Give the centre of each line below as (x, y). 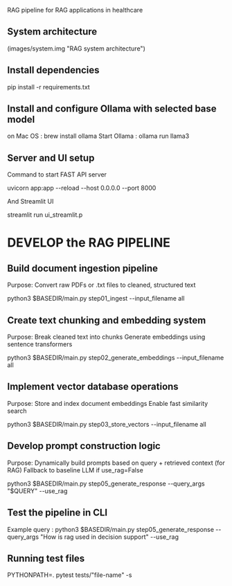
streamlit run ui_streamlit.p (45, 215)
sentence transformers (40, 344)
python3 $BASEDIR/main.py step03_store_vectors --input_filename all (107, 424)
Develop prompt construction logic (84, 446)
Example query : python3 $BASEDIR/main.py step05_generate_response (111, 529)
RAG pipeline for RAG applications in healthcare (75, 10)
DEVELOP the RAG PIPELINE (89, 243)
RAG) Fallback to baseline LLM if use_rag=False (75, 470)
